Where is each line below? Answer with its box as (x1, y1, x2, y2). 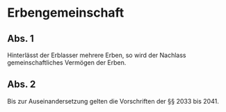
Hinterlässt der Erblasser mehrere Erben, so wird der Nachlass (7, 51, 186, 59)
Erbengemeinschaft (7, 5, 124, 21)
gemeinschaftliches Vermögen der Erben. (7, 58, 127, 67)
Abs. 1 (7, 33, 35, 45)
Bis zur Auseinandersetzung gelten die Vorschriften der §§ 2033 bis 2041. (7, 97, 219, 105)
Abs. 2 (7, 79, 36, 90)
